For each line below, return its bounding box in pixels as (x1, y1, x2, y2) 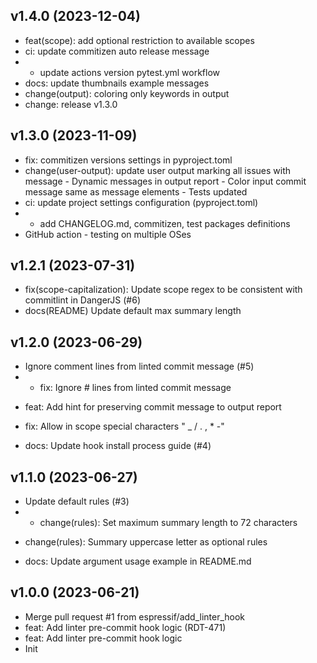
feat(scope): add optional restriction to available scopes (24, 34, 255, 46)
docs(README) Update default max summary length (24, 305, 242, 317)
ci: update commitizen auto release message (24, 45, 210, 57)
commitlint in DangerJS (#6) (24, 294, 141, 306)
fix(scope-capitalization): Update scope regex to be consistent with (24, 284, 303, 296)
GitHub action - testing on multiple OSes (24, 228, 192, 240)
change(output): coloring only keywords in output (24, 87, 230, 99)
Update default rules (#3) (24, 495, 130, 508)
